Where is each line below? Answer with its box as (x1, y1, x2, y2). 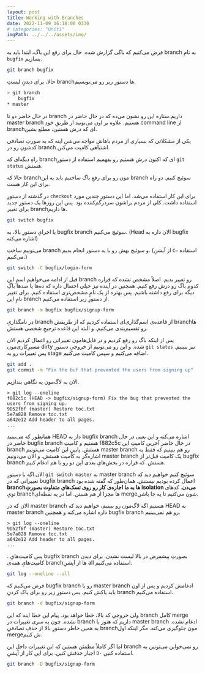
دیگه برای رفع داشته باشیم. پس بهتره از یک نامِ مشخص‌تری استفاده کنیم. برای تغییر (7, 289, 195, 296)
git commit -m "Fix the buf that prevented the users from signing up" (7, 367, 193, 373)
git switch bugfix (7, 217, 54, 223)
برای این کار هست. (7, 180, 51, 187)
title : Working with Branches (7, 15, 84, 21)
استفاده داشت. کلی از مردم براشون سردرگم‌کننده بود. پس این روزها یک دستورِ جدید (7, 198, 197, 206)
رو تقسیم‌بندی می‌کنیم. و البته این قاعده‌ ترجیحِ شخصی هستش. (7, 325, 148, 332)
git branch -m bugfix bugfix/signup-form (7, 307, 114, 313)
